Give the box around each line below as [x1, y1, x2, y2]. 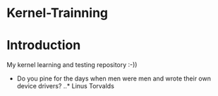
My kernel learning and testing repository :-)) [6, 61, 138, 69]
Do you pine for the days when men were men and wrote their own [16, 74, 211, 83]
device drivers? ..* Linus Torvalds [16, 82, 114, 90]
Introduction [6, 37, 81, 54]
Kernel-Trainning [6, 5, 109, 21]
